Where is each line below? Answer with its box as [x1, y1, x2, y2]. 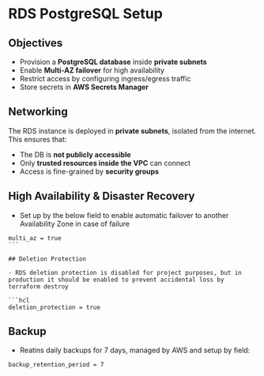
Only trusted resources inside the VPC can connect [19, 158, 191, 167]
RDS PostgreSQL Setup [8, 5, 164, 23]
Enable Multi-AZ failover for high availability [19, 66, 164, 75]
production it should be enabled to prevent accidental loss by [8, 276, 224, 284]
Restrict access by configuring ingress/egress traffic [19, 74, 191, 83]
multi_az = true [8, 234, 62, 242]
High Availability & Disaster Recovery [8, 190, 195, 203]
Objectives [8, 36, 63, 50]
